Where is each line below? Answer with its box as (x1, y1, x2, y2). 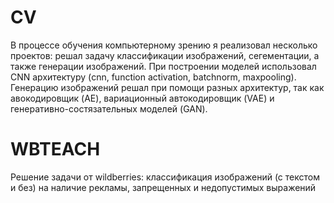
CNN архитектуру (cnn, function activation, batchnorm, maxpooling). (10, 71, 297, 83)
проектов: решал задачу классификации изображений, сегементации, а (10, 49, 320, 61)
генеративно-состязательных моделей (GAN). (10, 102, 208, 115)
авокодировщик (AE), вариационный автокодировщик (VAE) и (10, 92, 275, 104)
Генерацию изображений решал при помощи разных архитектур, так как (10, 81, 325, 93)
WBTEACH (10, 138, 101, 161)
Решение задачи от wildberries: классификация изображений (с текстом (10, 171, 320, 183)
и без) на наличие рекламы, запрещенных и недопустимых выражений (10, 181, 317, 193)
